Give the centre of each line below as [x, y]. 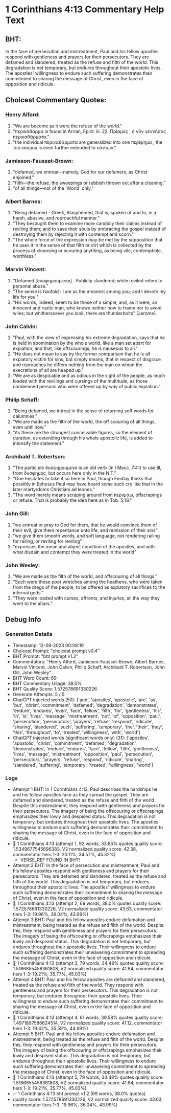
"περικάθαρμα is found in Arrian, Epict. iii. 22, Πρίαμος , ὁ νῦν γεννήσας [89, 131]
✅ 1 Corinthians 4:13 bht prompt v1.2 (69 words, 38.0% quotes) [79, 1094]
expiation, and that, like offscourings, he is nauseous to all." [75, 348]
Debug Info [23, 620]
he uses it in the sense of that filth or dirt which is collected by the [82, 245]
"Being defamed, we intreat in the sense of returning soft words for [83, 411]
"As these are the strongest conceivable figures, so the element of [82, 433]
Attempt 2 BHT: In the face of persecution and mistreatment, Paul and [86, 865]
